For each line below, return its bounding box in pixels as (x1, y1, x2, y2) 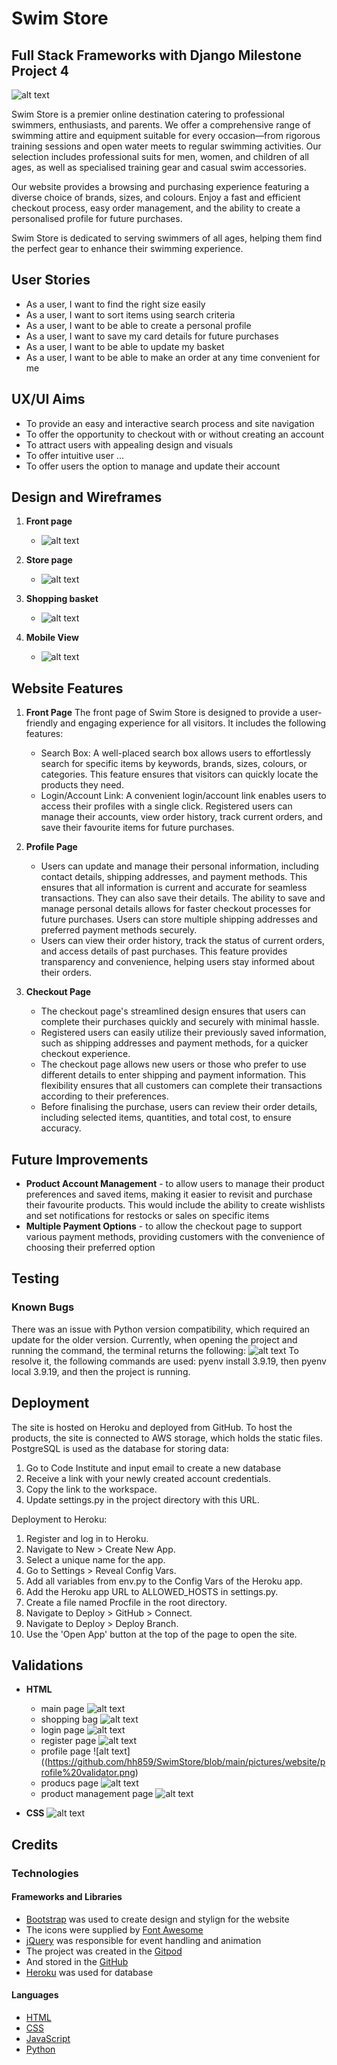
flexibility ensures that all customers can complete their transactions (40, 1080, 323, 1092)
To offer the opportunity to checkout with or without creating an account (25, 428, 325, 440)
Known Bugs (11, 1300, 75, 1314)
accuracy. (40, 1122, 82, 1134)
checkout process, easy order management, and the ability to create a (11, 202, 301, 214)
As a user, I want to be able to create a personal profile (25, 319, 252, 331)
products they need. (40, 779, 124, 791)
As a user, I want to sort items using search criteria (25, 308, 236, 321)
